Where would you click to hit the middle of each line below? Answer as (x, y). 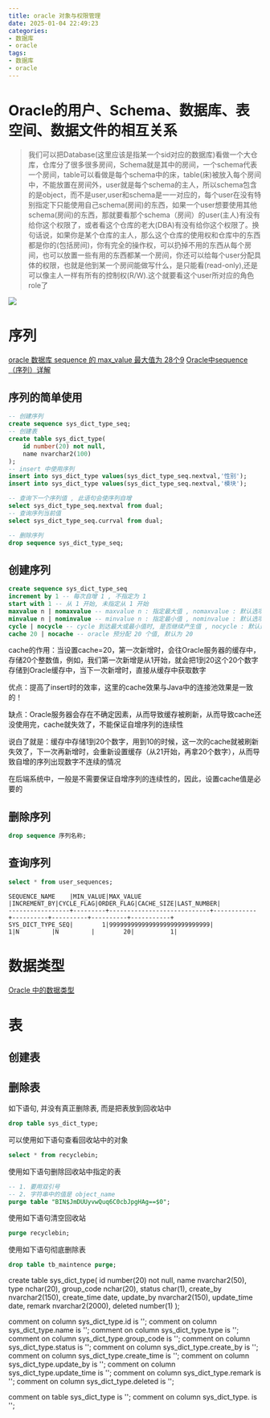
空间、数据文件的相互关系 (93, 130)
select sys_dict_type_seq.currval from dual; (86, 521)
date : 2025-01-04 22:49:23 (53, 23)
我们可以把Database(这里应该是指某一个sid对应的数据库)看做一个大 (139, 155)
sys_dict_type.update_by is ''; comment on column (92, 1364)
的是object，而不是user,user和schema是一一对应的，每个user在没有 (141, 195)
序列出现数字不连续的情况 (78, 762)
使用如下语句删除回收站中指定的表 (65, 1171)
